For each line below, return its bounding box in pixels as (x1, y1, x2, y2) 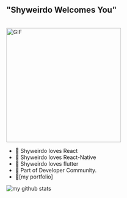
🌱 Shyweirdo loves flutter (15, 160, 79, 167)
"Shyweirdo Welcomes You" (6, 5, 117, 15)
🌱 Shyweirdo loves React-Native (15, 154, 96, 161)
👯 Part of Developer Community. (15, 166, 96, 174)
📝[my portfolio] (15, 173, 53, 180)
